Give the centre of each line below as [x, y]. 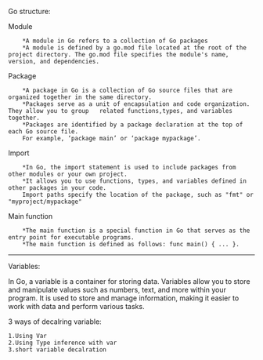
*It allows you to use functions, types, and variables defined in [134, 181]
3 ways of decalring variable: [55, 322]
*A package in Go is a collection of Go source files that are [128, 90]
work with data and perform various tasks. [76, 306]
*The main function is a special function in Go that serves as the [136, 231]
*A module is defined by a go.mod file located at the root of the [134, 48]
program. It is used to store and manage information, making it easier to [124, 298]
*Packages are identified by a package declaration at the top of [133, 125]
